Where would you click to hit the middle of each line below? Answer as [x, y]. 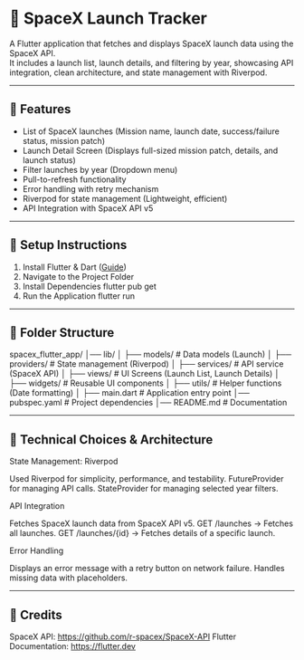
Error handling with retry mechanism [90, 188]
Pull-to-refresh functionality [74, 179]
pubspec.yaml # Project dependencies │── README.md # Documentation [148, 403]
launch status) [49, 160]
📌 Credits [36, 615]
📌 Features [40, 109]
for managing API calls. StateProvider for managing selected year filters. [144, 489]
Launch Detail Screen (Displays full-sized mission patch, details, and [150, 150]
